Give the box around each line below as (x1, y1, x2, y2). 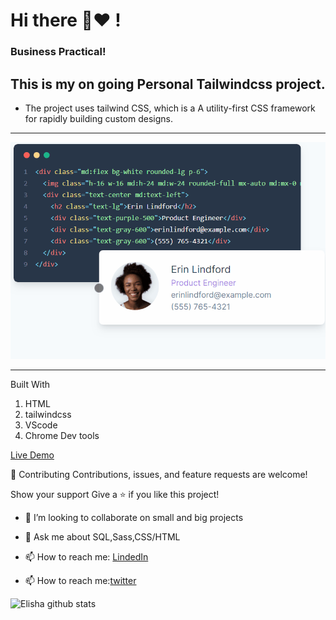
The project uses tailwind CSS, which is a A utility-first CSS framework (24, 102, 316, 114)
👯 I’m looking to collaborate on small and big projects (24, 511, 244, 523)
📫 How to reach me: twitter (24, 574, 137, 586)
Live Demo (10, 449, 55, 461)
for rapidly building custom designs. (24, 112, 173, 124)
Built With (10, 378, 50, 390)
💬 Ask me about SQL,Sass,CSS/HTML (24, 530, 181, 543)
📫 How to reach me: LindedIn (24, 550, 149, 563)
